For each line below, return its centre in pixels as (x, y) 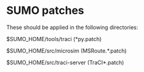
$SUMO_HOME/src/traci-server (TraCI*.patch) (65, 62)
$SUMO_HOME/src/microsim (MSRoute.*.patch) (67, 51)
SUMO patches (45, 11)
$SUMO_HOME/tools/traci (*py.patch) (54, 39)
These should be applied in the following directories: (72, 27)
